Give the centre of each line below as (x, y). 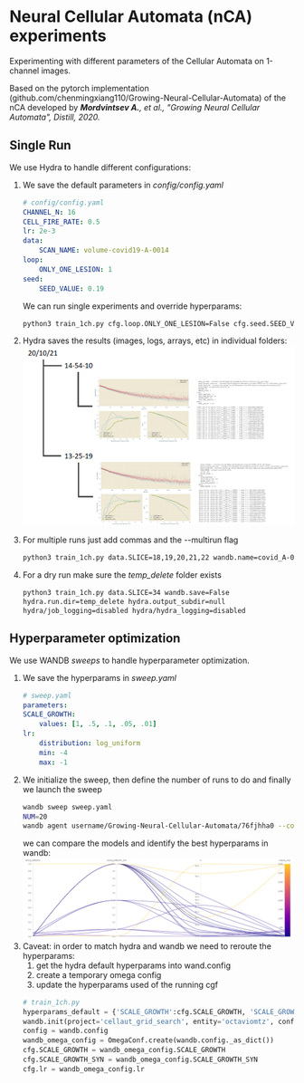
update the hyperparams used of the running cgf (127, 984)
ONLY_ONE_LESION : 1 (76, 269)
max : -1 (53, 762)
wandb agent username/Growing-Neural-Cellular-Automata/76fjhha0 (148, 826)
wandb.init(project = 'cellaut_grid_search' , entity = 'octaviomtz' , (148, 1021)
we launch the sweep (62, 789)
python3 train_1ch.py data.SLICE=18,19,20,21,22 (116, 557)
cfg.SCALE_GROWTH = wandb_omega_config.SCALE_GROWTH (124, 1050)
